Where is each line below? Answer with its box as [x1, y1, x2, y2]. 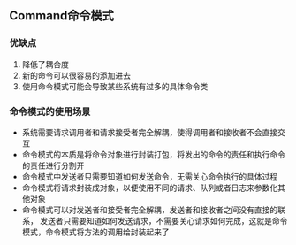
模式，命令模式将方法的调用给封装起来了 [21, 226, 170, 237]
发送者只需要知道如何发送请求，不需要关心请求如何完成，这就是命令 [39, 215, 288, 226]
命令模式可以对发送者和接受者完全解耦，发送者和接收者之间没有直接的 [21, 204, 278, 215]
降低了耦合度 [21, 58, 69, 69]
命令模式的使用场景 [9, 105, 91, 118]
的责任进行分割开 [21, 160, 85, 171]
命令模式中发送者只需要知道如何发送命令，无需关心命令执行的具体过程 [21, 171, 278, 181]
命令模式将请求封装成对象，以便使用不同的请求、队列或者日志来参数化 [21, 182, 278, 193]
